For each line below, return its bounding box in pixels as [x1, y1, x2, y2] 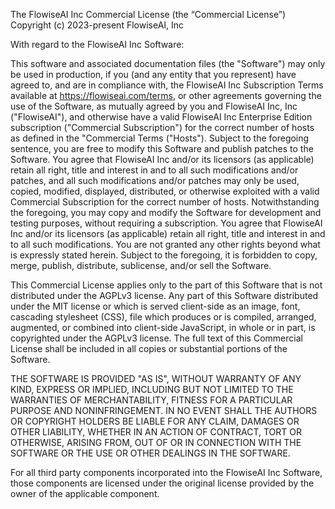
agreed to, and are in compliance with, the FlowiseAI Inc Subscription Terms [10, 79, 324, 91]
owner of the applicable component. [10, 488, 160, 499]
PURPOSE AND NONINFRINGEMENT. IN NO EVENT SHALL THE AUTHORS [10, 405, 318, 416]
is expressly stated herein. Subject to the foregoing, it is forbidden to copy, [10, 249, 318, 261]
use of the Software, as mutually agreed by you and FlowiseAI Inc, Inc [10, 100, 298, 112]
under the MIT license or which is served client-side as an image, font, [10, 300, 301, 312]
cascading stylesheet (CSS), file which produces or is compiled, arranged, [10, 311, 317, 323]
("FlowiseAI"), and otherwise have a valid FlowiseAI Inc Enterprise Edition [10, 111, 313, 123]
